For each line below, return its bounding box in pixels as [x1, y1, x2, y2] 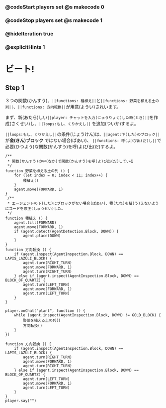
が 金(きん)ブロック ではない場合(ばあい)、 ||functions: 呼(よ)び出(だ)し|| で [5, 137, 162, 143]
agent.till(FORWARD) [14, 220, 57, 225]
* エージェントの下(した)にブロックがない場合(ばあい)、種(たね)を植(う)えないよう [7, 201, 159, 206]
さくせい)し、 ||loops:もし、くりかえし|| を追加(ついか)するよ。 [11, 121, 139, 127]
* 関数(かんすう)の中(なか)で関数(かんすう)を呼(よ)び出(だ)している [7, 158, 134, 164]
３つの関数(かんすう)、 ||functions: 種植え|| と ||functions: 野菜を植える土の [5, 97, 159, 103]
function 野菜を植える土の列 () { [5, 168, 70, 173]
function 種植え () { [5, 216, 48, 221]
